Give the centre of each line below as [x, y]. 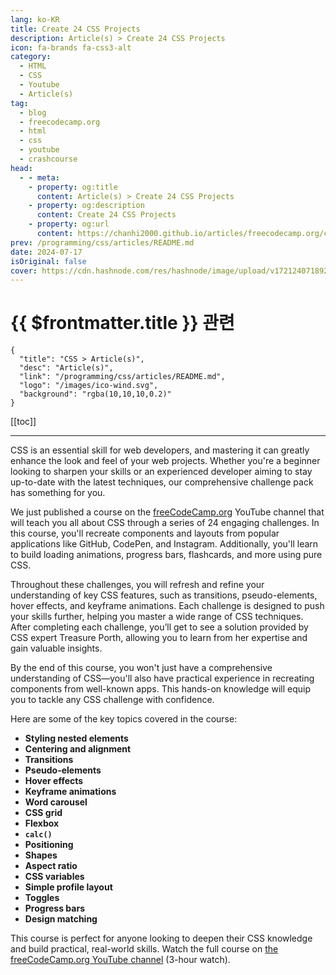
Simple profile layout [68, 887]
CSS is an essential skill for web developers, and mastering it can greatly [160, 450]
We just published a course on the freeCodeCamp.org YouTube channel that [167, 512]
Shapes [41, 855]
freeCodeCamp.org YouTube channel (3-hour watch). [120, 960]
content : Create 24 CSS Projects [106, 215]
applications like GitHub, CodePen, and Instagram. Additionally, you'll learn [164, 544]
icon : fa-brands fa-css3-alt [71, 47]
